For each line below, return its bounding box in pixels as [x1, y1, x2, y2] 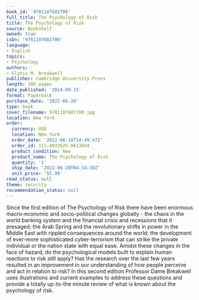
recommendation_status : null [6, 187, 79, 193]
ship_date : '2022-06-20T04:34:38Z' [11, 165, 101, 171]
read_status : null [6, 176, 52, 182]
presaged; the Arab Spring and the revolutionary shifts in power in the [6, 223, 179, 230]
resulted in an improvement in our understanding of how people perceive [6, 261, 187, 268]
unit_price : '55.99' [11, 170, 63, 177]
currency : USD [11, 126, 47, 132]
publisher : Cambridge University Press [6, 76, 106, 82]
